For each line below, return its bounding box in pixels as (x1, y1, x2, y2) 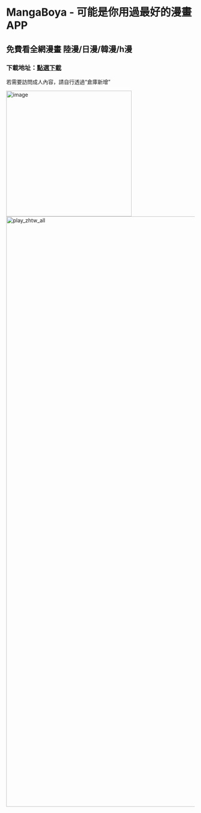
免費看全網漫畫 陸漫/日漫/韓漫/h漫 (6, 44, 133, 54)
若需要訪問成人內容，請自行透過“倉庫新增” (6, 78, 111, 85)
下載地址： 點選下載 (6, 64, 62, 72)
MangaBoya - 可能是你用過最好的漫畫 (6, 5, 193, 19)
